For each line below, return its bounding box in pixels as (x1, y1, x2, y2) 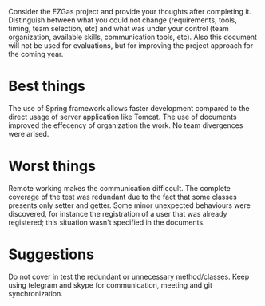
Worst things (8, 157, 96, 175)
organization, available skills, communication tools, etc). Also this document (8, 32, 258, 42)
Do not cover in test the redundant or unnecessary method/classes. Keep (8, 272, 250, 281)
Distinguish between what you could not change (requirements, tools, (8, 15, 237, 25)
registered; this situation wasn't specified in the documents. (8, 217, 205, 227)
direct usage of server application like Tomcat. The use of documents (8, 112, 237, 121)
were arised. (8, 129, 49, 138)
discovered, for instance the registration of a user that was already (8, 209, 227, 218)
